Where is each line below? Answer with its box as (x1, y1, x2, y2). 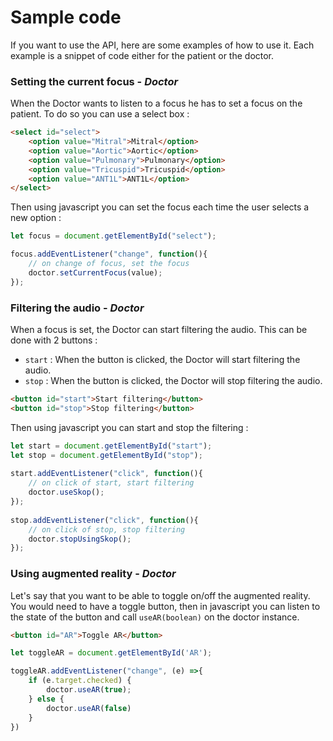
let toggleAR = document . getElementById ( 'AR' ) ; (10, 648, 213, 658)
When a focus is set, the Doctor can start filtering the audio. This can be (10, 324, 308, 336)
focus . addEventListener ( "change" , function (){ (10, 249, 208, 260)
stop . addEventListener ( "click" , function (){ (10, 515, 199, 525)
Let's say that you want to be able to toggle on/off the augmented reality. (10, 589, 311, 601)
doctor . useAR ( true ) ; (46, 685, 132, 695)
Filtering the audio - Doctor (10, 301, 145, 315)
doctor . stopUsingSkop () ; (28, 534, 132, 544)
